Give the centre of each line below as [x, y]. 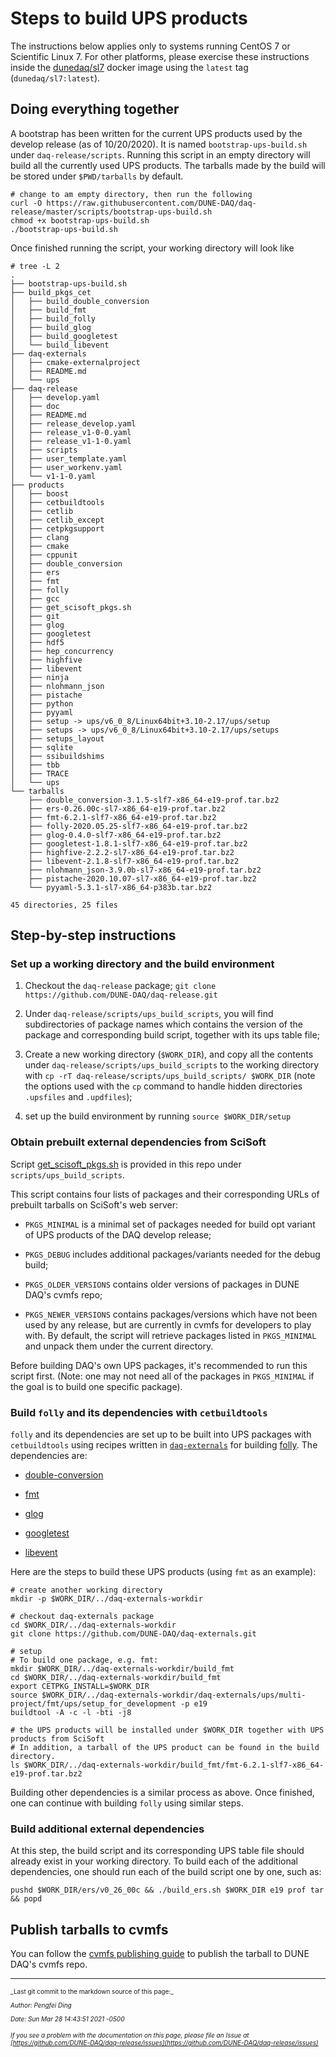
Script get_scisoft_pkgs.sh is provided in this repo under [126, 1164]
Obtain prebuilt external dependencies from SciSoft [138, 1142]
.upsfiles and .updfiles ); [78, 1097]
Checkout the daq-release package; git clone [120, 986]
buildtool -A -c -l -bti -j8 [71, 1713]
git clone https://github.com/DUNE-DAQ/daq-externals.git [133, 1634]
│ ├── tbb [35, 765]
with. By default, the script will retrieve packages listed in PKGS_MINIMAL [170, 1335]
